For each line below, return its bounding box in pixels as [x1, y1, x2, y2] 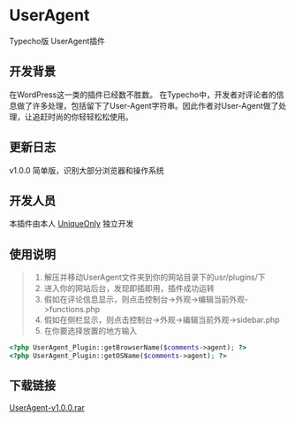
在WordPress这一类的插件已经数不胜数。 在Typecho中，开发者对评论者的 [9, 89, 276, 100]
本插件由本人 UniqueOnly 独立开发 [9, 219, 134, 229]
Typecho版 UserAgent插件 [9, 35, 106, 46]
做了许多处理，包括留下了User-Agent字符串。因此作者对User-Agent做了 [16, 100, 279, 111]
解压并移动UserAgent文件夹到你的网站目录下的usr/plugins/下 [43, 272, 266, 283]
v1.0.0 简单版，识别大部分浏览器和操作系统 [9, 165, 165, 175]
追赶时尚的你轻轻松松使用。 [32, 111, 133, 122]
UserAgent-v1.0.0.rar [9, 402, 86, 412]
